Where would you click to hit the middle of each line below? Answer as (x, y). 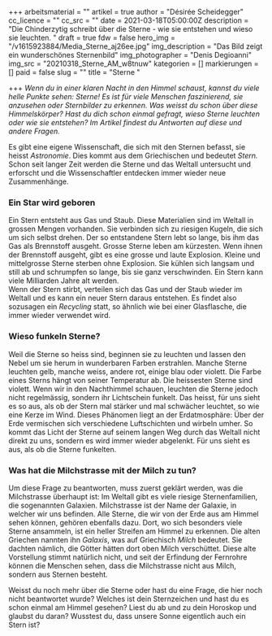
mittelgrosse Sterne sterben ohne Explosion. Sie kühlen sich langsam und (132, 264)
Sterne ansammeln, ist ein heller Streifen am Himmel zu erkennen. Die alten (134, 531)
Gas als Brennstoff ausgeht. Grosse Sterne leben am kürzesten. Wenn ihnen (136, 246)
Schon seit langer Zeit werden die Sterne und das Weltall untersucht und (130, 164)
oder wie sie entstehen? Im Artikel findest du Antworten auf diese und (125, 122)
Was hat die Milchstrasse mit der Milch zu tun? (102, 470)
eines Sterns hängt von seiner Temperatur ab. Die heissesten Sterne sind (131, 380)
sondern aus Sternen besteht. (58, 574)
